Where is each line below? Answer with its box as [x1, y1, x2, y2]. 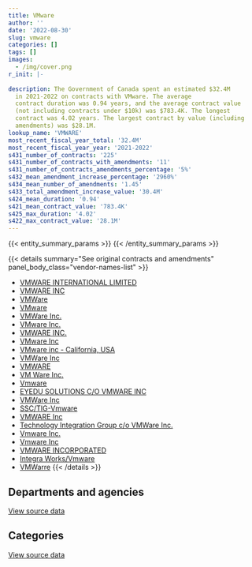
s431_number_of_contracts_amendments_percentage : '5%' [8, 166, 192, 174]
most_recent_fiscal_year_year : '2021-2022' [8, 144, 154, 152]
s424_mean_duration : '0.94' [8, 195, 101, 203]
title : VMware [8, 11, 55, 20]
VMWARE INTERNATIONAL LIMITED [19, 278, 138, 287]
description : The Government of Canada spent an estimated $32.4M [8, 84, 231, 93]
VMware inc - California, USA [19, 345, 116, 355]
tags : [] [8, 48, 37, 56]
